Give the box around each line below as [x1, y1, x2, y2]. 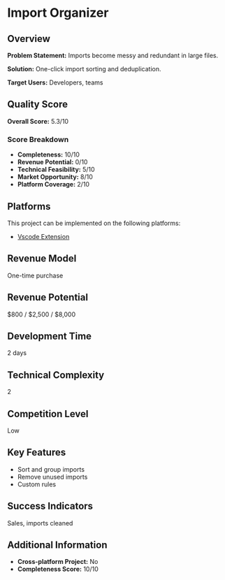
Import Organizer [7, 5, 109, 21]
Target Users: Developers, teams [7, 78, 103, 87]
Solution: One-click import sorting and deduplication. [7, 65, 161, 73]
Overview [7, 33, 51, 45]
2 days [7, 349, 27, 357]
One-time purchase [7, 271, 64, 280]
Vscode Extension [17, 232, 70, 240]
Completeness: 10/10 [17, 150, 80, 159]
